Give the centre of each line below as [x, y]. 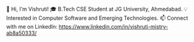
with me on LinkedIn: [32, 27]
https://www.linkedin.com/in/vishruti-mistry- [114, 27]
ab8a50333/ [22, 33]
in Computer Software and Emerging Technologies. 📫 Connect [110, 18]
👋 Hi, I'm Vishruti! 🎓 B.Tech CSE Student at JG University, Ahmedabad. [94, 9]
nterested [19, 18]
